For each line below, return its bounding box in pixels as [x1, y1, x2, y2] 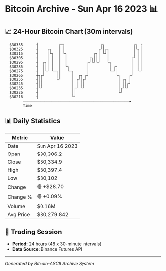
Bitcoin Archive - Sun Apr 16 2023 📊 [5, 3, 158, 15]
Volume [7, 203, 26, 210]
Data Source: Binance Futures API [12, 246, 83, 252]
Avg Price [7, 211, 30, 218]
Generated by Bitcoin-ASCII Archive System [5, 260, 94, 266]
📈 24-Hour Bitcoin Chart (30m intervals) [5, 27, 133, 36]
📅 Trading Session [5, 228, 62, 236]
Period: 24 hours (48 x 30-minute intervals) [12, 241, 102, 247]
